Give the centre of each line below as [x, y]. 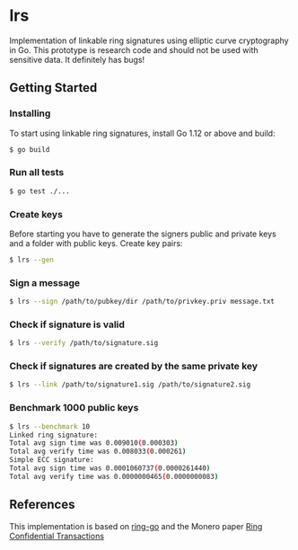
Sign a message [45, 282]
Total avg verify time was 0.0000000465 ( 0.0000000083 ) [114, 476]
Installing [30, 113]
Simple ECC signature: [52, 460]
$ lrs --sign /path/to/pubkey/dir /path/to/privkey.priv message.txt [142, 302]
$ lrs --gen [31, 260]
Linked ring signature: [54, 435]
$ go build [30, 149]
